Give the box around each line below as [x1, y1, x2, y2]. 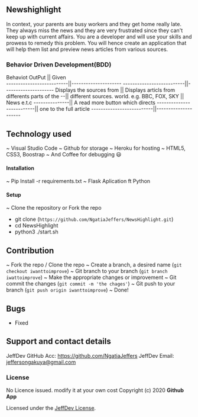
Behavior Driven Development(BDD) [6, 60, 112, 69]
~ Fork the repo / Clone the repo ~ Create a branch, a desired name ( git [6, 261, 182, 268]
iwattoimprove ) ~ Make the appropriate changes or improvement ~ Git [6, 274, 177, 281]
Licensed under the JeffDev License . [6, 405, 96, 412]
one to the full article [39, 105, 90, 113]
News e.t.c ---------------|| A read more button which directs [6, 99, 155, 106]
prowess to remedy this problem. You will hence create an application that [6, 39, 187, 46]
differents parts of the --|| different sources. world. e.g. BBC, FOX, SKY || [6, 93, 184, 100]
